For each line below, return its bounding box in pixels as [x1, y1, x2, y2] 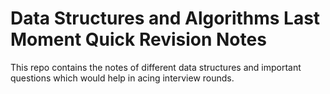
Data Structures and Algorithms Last [10, 7, 321, 30]
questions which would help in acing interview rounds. [10, 72, 235, 84]
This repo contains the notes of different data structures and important [10, 61, 302, 73]
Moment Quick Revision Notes [10, 28, 267, 51]
